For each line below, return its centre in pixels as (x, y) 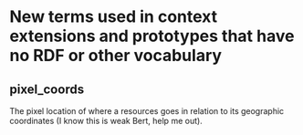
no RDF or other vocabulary (115, 56)
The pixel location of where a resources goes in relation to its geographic (147, 111)
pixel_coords (47, 89)
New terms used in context (113, 17)
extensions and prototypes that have (152, 36)
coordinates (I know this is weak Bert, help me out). (106, 121)
